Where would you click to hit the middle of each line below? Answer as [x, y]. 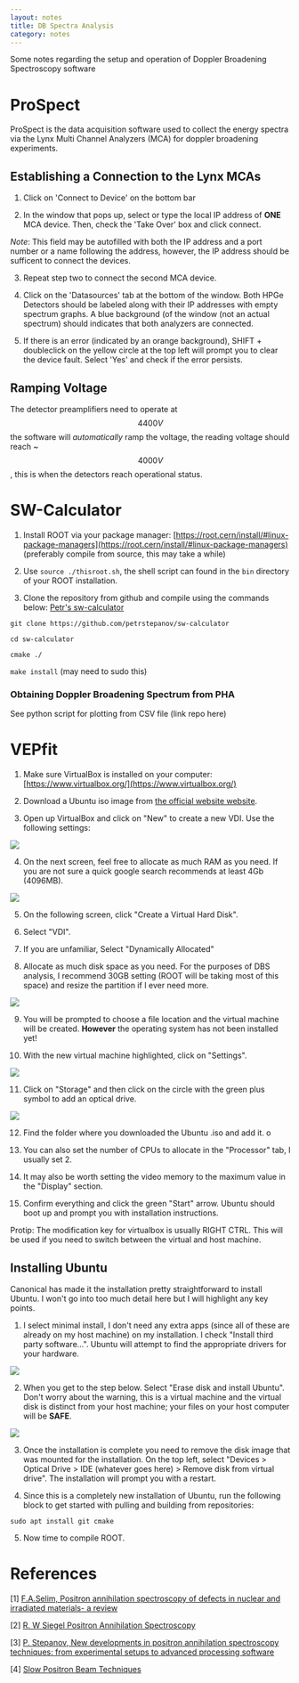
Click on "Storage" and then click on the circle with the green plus [144, 1089]
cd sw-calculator [42, 639]
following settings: [57, 828]
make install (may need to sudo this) [79, 671]
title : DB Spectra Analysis [62, 26]
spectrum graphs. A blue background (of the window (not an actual [146, 314]
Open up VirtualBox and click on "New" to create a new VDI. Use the [149, 818]
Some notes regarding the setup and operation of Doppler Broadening [138, 60]
